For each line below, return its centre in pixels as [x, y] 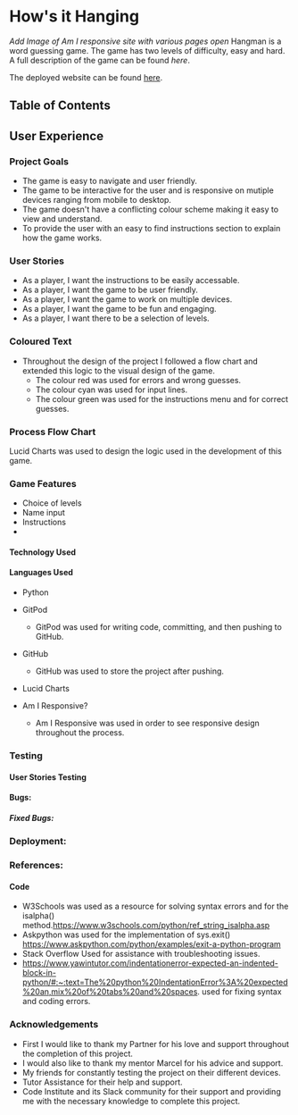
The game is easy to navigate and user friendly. [110, 181]
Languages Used [41, 573]
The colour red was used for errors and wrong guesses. [138, 380]
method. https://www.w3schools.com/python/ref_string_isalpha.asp [146, 926]
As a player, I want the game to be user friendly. [110, 290]
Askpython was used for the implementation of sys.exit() [126, 935]
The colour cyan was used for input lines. [112, 390]
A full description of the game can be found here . [99, 60]
